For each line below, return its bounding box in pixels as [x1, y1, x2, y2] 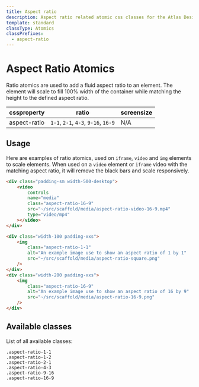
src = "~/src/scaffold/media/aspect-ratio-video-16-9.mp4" [27, 206, 171, 212]
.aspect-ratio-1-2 [6, 354, 52, 360]
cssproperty [9, 108, 45, 117]
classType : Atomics [6, 25, 54, 32]
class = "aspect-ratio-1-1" [27, 244, 92, 250]
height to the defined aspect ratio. [6, 94, 89, 101]
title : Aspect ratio [6, 8, 57, 15]
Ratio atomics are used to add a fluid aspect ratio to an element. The [6, 81, 173, 89]
